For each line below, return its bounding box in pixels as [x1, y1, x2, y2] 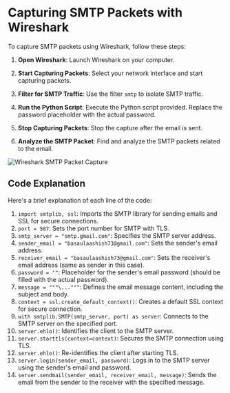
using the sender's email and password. [17, 363, 132, 372]
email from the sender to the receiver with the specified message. [17, 378, 205, 386]
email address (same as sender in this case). [17, 261, 145, 269]
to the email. [17, 144, 54, 152]
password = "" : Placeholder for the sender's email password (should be [17, 268, 221, 276]
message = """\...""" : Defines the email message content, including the [17, 283, 224, 291]
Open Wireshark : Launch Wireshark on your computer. [17, 55, 175, 63]
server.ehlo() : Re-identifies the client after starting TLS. [17, 348, 178, 356]
